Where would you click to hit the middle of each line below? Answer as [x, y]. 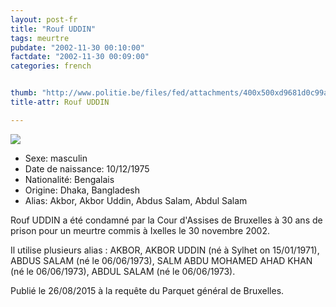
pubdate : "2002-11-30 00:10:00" [77, 47]
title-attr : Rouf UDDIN [60, 102]
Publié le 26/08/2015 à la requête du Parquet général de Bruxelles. [147, 290]
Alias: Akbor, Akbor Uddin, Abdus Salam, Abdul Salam [136, 200]
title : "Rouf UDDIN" [53, 29]
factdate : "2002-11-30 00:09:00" [80, 57]
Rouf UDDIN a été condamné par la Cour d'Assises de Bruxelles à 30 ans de [166, 220]
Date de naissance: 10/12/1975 [87, 168]
